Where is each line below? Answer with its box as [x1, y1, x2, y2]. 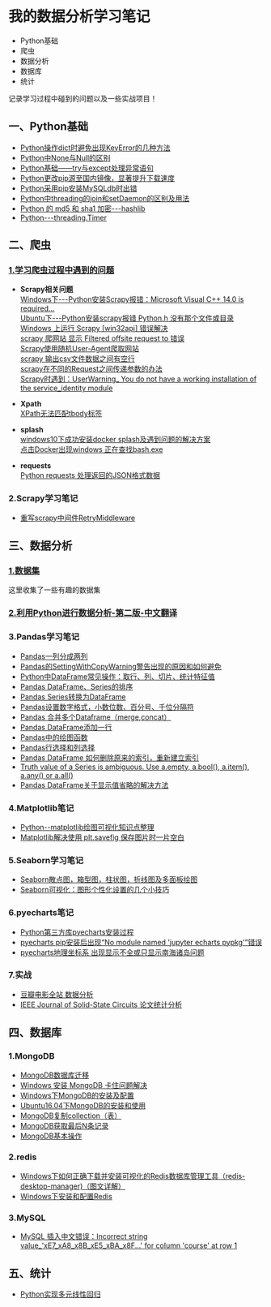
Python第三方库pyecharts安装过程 [19, 927, 134, 937]
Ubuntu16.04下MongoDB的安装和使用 [19, 1100, 146, 1110]
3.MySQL [8, 1212, 46, 1223]
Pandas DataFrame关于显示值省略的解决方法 [19, 780, 169, 789]
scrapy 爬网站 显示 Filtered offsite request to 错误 [19, 333, 184, 343]
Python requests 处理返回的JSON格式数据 [19, 471, 160, 480]
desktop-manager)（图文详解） [19, 1181, 125, 1191]
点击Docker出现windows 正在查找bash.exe [19, 445, 163, 454]
